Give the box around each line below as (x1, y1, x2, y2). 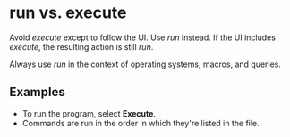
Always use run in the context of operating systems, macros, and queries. (9, 59, 282, 69)
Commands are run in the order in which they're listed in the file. (21, 117, 260, 128)
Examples (9, 85, 65, 100)
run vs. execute (9, 3, 127, 23)
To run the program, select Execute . (21, 108, 157, 118)
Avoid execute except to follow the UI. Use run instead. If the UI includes (9, 32, 276, 43)
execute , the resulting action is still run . (9, 41, 154, 52)
